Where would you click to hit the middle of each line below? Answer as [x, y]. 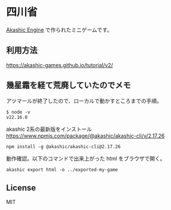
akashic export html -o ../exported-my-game [62, 170]
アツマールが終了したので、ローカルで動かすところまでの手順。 [84, 101]
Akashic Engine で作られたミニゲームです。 [59, 30]
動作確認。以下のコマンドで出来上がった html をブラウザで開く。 [86, 158]
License [21, 188]
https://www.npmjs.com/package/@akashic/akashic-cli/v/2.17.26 [85, 136]
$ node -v [18, 112]
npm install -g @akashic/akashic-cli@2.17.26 [63, 146]
